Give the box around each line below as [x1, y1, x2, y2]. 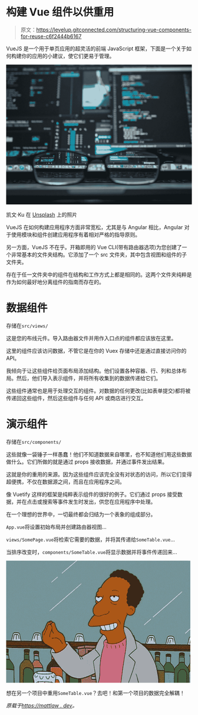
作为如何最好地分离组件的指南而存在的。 [6, 278, 104, 285]
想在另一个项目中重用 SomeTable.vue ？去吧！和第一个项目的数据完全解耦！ [6, 689, 186, 696]
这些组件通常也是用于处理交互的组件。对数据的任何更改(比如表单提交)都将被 [6, 387, 191, 394]
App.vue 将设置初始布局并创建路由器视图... [6, 523, 107, 530]
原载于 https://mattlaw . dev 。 [6, 702, 78, 709]
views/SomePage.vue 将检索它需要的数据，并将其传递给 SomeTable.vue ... [6, 536, 176, 543]
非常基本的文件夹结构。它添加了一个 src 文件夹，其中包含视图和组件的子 [11, 251, 187, 258]
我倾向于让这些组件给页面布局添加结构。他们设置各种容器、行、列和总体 [6, 367, 181, 374]
